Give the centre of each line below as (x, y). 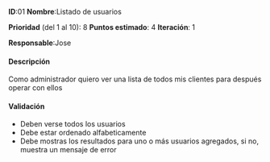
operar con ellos (35, 88)
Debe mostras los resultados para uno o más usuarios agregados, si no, (139, 141)
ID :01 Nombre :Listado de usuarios (65, 12)
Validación (27, 106)
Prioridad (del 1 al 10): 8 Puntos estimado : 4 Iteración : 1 (102, 27)
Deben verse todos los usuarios (73, 124)
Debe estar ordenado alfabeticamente (83, 133)
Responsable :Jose (40, 43)
